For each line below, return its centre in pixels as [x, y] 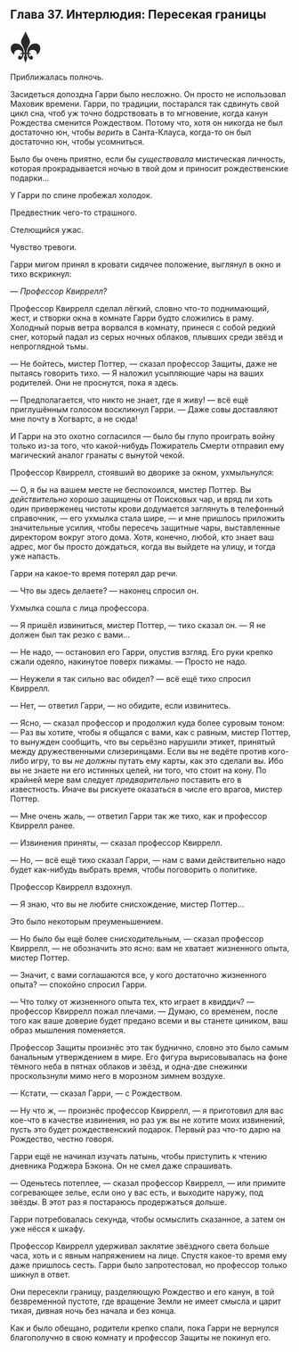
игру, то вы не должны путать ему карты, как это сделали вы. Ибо [157, 760]
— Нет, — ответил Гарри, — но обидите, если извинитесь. [121, 705]
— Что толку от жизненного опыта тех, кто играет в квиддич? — [132, 1001]
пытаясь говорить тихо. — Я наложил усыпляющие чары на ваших [137, 373]
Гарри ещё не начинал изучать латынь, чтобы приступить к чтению [139, 1156]
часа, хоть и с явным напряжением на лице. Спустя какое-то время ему [149, 1255]
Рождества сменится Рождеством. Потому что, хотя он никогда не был [146, 122]
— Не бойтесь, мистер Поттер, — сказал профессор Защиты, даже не [144, 363]
